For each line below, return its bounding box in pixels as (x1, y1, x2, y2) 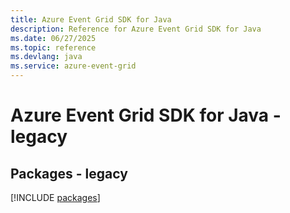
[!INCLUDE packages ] (10, 192, 101, 203)
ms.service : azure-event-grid (10, 61, 137, 71)
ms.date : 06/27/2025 (10, 33, 97, 43)
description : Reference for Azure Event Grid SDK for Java (10, 24, 262, 34)
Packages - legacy (10, 165, 128, 182)
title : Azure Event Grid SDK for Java (10, 14, 172, 25)
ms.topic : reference (10, 42, 97, 53)
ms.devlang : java (10, 52, 83, 62)
